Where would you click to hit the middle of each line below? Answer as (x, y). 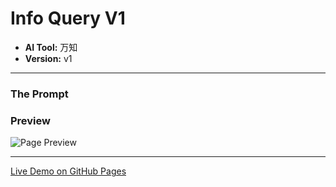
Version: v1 (48, 58)
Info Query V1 (68, 18)
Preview (30, 120)
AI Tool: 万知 (51, 47)
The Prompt (39, 94)
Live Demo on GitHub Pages (68, 171)
